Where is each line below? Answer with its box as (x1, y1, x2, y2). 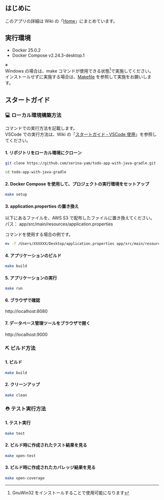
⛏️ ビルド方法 (5, 344, 36, 351)
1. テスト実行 (5, 420, 31, 426)
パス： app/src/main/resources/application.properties (5, 221, 113, 227)
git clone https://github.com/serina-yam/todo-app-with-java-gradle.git (5, 161, 156, 166)
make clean (5, 393, 27, 398)
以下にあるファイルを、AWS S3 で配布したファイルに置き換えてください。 (5, 215, 155, 221)
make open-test (5, 453, 36, 458)
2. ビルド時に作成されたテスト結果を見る (5, 442, 87, 448)
